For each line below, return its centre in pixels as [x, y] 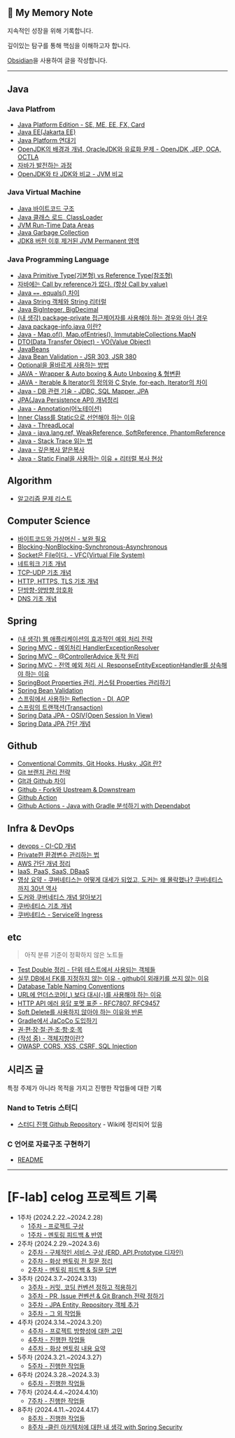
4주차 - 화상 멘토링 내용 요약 [67, 1349]
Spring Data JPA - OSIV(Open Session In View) [85, 715]
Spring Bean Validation [50, 690]
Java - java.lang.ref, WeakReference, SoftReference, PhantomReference [121, 433]
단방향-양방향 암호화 [45, 590]
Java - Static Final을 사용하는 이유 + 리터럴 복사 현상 [90, 459]
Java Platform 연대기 [47, 140]
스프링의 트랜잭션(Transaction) [60, 707]
